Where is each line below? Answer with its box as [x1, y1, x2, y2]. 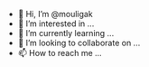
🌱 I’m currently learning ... [17, 28, 115, 38]
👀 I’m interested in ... [17, 18, 95, 29]
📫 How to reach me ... [17, 48, 102, 58]
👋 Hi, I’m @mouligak [17, 9, 93, 19]
